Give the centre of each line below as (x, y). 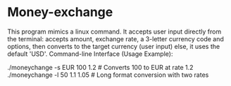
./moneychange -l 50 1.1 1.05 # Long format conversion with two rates (108, 75)
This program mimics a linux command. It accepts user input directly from (114, 31)
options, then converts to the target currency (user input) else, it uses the (114, 46)
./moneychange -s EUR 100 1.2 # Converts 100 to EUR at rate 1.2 (100, 67)
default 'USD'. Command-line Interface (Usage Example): (90, 54)
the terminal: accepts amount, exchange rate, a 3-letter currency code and (115, 38)
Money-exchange (60, 12)
